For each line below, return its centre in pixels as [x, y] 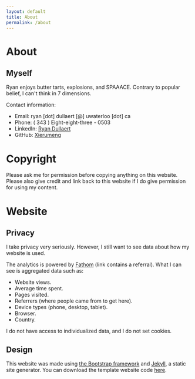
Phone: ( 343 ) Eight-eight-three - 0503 [62, 123]
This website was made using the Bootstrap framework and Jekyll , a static [96, 364]
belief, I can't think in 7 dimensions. [49, 93]
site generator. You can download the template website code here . [87, 370]
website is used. [26, 253]
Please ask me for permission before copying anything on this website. [92, 175]
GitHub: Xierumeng [38, 135]
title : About [22, 17]
